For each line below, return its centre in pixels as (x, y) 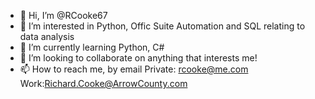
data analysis (47, 36)
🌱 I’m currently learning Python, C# (92, 47)
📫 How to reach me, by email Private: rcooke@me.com (134, 69)
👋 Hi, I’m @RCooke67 (63, 15)
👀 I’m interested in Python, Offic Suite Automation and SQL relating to (162, 26)
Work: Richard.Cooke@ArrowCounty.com (103, 83)
